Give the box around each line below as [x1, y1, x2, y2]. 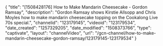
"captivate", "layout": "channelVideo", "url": [5, 30, 94, 36]
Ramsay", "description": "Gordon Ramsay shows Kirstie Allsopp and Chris [5, 9, 156, 15]
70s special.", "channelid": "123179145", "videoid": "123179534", [5, 20, 136, 25]
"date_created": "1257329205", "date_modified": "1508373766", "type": [5, 25, 152, 31]
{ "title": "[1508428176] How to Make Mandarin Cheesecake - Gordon [5, 4, 148, 10]
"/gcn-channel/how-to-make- [95, 30, 157, 36]
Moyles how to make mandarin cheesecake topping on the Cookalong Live [5, 15, 158, 20]
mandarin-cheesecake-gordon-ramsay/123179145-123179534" [5, 35, 134, 41]
